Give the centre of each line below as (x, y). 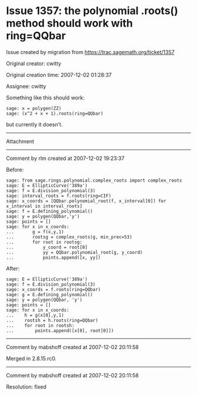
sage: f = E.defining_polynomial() (50, 211)
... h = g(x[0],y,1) (35, 315)
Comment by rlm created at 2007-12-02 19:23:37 (65, 158)
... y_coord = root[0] (47, 247)
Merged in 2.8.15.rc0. (31, 358)
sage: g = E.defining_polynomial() (50, 294)
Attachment (20, 141)
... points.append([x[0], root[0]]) (60, 330)
